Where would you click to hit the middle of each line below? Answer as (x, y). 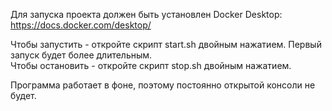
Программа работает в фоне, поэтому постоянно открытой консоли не (163, 85)
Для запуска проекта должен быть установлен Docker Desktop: (146, 14)
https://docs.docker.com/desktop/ (81, 25)
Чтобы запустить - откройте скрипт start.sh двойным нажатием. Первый (166, 44)
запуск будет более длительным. (81, 55)
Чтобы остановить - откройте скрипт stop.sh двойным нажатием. (151, 65)
